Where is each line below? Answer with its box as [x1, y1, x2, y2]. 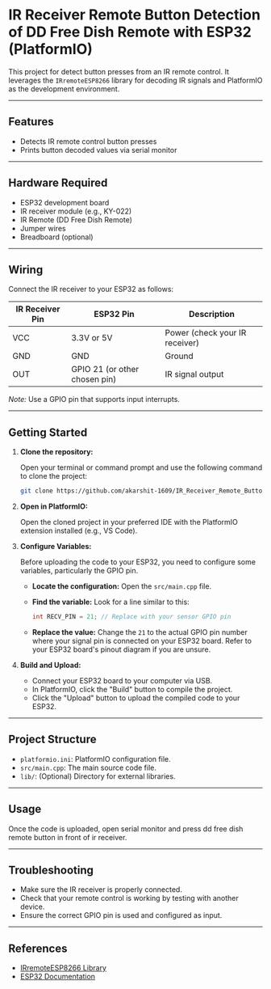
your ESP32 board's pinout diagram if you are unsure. [31, 645, 211, 654]
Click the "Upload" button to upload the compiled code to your [31, 693, 240, 703]
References [8, 941, 68, 955]
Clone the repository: [19, 447, 94, 457]
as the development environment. [8, 83, 120, 94]
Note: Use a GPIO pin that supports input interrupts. [8, 395, 180, 404]
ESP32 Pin [94, 309, 135, 320]
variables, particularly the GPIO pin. [19, 566, 139, 576]
